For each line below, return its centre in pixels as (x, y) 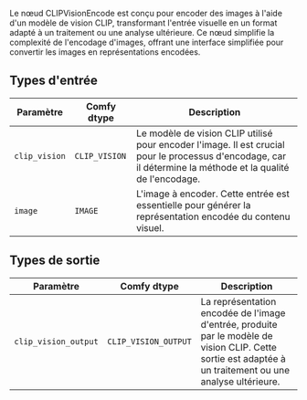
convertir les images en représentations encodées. (105, 52)
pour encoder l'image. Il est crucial (210, 144)
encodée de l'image (243, 312)
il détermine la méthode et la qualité (212, 167)
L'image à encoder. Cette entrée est (212, 194)
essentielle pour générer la (193, 205)
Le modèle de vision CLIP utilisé (204, 133)
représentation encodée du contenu (213, 216)
